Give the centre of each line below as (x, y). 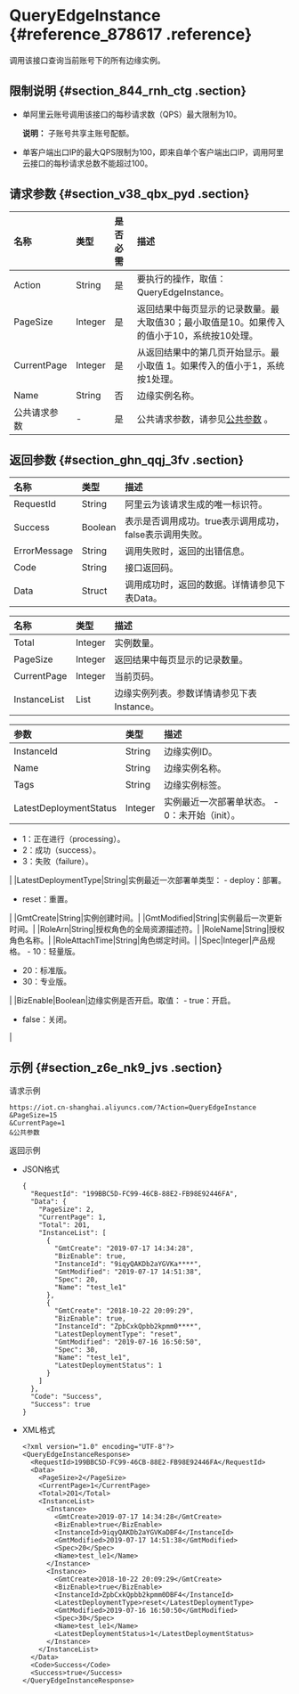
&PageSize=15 (33, 1116)
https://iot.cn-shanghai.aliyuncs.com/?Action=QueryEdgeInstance (133, 1108)
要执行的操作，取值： (182, 279)
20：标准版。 (47, 970)
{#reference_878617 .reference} (131, 34)
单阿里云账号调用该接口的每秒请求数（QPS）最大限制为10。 (132, 114)
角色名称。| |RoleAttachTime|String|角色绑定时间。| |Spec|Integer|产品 (138, 940)
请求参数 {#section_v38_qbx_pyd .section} (129, 194)
